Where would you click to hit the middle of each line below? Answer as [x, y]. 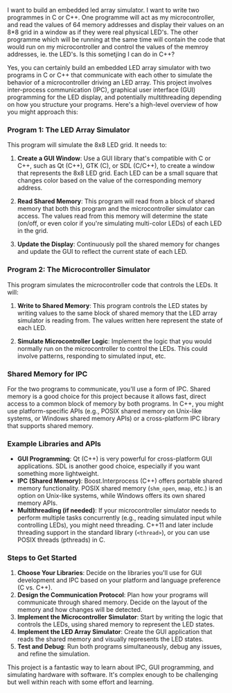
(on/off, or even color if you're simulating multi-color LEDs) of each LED [119, 223]
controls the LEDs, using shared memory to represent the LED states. [116, 624]
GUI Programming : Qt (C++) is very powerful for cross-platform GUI [115, 459]
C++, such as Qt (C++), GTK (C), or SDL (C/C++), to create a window [116, 166]
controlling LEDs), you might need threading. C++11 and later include [115, 525]
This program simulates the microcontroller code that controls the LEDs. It [113, 284]
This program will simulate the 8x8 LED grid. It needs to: [87, 145]
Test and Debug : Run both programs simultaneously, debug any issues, [119, 647]
